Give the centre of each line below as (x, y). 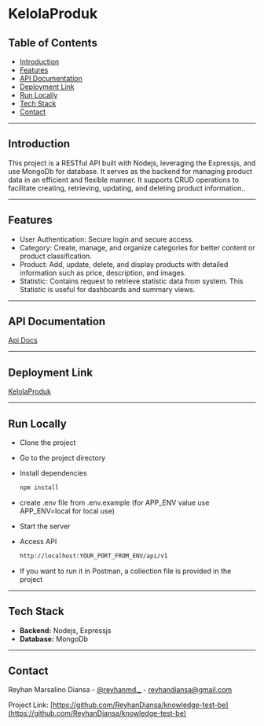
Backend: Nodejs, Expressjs (65, 630)
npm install (39, 488)
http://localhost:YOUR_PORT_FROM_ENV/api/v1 (93, 556)
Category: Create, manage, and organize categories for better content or (137, 247)
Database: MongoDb (54, 639)
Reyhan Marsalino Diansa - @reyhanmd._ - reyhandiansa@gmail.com (120, 690)
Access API (38, 541)
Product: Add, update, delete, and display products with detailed (124, 264)
